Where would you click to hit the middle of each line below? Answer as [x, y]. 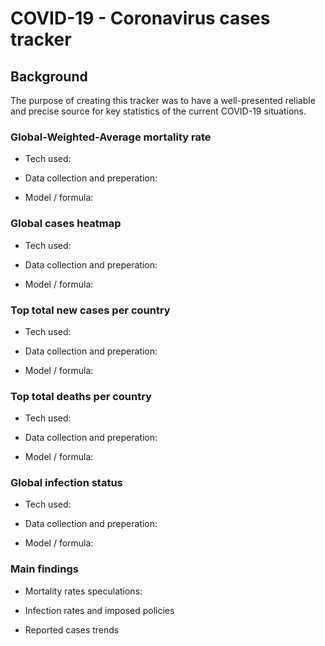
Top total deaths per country [81, 396]
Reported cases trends [72, 629]
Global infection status [66, 483]
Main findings [44, 569]
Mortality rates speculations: [83, 591]
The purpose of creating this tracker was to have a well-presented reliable [163, 100]
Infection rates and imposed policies [99, 610]
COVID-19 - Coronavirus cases [140, 18]
